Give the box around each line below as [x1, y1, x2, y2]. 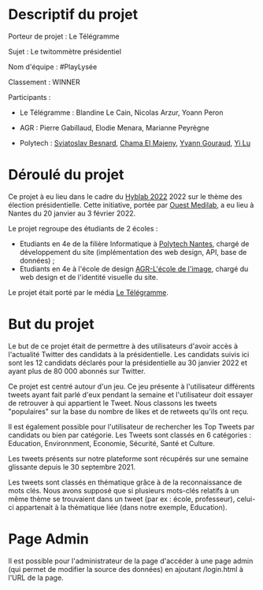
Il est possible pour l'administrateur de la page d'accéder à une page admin [8, 556, 254, 566]
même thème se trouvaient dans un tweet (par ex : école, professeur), [8, 494, 235, 503]
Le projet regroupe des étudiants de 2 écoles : [8, 223, 158, 233]
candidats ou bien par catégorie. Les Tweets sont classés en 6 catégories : [8, 430, 252, 440]
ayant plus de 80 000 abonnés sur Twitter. [8, 366, 146, 375]
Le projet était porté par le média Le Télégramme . [8, 287, 169, 297]
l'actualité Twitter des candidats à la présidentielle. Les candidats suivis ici [8, 349, 250, 359]
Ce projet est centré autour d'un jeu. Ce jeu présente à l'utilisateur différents [8, 382, 255, 391]
